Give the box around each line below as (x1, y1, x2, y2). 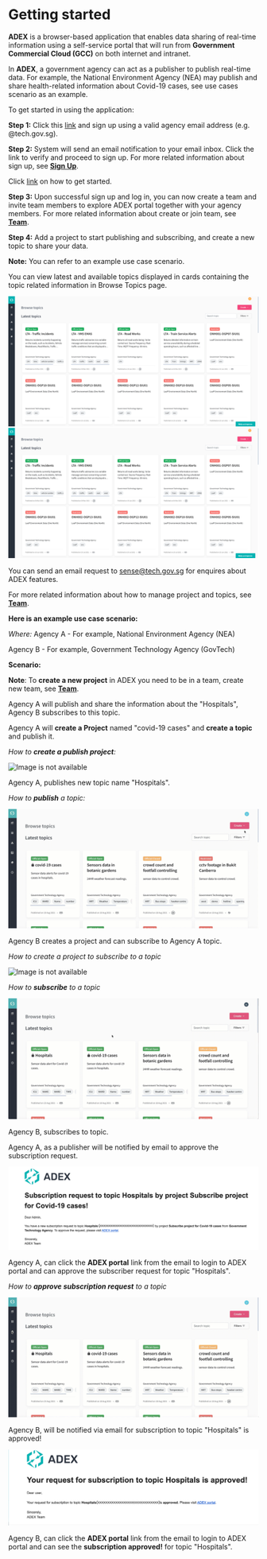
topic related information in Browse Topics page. (8, 280, 168, 289)
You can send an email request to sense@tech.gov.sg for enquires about (8, 566, 246, 576)
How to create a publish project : (8, 747, 117, 756)
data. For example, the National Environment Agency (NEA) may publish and (8, 72, 258, 82)
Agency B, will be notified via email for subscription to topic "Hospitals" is (8, 1425, 250, 1434)
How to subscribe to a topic (8, 982, 101, 991)
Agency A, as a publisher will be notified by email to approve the (8, 1142, 219, 1152)
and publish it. (8, 731, 55, 741)
